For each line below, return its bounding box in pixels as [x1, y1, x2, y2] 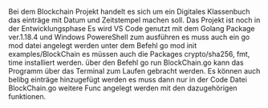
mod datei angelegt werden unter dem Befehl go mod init [8, 41, 197, 50]
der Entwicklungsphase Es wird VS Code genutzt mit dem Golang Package [8, 24, 255, 33]
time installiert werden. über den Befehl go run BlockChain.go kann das [8, 58, 244, 67]
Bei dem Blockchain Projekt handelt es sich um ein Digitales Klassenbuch [8, 7, 250, 16]
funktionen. [8, 92, 47, 101]
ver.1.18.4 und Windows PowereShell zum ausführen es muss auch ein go [8, 32, 250, 42]
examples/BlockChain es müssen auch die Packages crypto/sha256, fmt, [8, 50, 250, 58]
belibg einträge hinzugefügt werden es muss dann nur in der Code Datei [8, 75, 247, 84]
